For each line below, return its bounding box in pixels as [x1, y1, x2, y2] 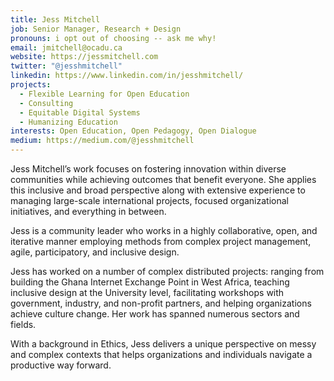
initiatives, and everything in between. [10, 206, 167, 217]
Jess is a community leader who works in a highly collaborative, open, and [10, 225, 318, 236]
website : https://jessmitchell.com [10, 52, 159, 62]
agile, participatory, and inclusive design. [10, 246, 180, 258]
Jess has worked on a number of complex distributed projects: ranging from [10, 266, 325, 277]
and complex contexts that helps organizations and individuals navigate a [10, 349, 313, 360]
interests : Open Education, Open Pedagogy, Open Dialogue [10, 126, 257, 136]
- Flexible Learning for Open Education [19, 89, 190, 99]
